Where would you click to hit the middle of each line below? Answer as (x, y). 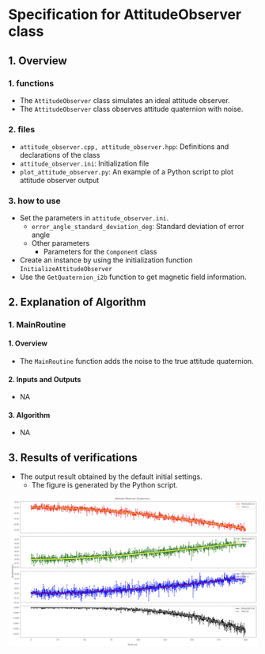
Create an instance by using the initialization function (106, 260)
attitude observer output (59, 181)
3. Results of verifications (73, 457)
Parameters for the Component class (100, 252)
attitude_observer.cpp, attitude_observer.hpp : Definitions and (124, 147)
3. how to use (34, 201)
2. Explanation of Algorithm (77, 302)
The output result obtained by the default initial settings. (111, 476)
